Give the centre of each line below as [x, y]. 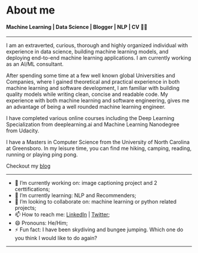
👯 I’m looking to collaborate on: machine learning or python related [95, 202]
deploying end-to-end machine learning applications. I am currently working [99, 58]
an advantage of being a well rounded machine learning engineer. [86, 107]
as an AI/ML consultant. [35, 64]
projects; [25, 208]
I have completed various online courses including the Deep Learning [90, 118]
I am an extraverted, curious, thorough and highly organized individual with [97, 45]
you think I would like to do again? [56, 238]
